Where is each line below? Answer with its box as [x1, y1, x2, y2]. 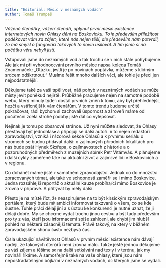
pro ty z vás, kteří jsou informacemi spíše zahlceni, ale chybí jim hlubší [5, 216, 149, 222]
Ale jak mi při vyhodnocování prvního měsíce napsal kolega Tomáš [5, 62, 141, 67]
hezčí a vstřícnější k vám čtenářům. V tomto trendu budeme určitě [5, 103, 140, 109]
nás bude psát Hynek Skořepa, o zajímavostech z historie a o [5, 144, 130, 150]
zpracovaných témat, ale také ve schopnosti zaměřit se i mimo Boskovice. [5, 175, 156, 181]
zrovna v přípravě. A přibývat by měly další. [5, 185, 94, 191]
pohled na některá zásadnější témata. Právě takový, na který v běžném [5, 221, 150, 227]
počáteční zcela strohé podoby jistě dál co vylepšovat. [5, 113, 116, 119]
